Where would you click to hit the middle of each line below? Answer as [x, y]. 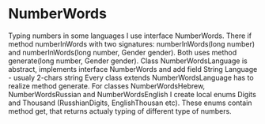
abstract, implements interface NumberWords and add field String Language [133, 69]
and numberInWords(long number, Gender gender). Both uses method [123, 52]
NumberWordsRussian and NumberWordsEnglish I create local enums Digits [132, 94]
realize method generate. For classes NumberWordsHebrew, [107, 86]
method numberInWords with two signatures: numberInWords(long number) [132, 43]
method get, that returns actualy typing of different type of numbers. [120, 111]
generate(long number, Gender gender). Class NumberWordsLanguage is [128, 61]
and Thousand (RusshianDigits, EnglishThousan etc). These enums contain [130, 103]
